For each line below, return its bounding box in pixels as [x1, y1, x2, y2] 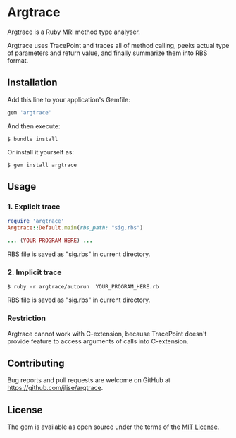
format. [7, 56, 29, 64]
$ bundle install [7, 135, 58, 142]
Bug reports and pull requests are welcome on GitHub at [7, 376, 171, 384]
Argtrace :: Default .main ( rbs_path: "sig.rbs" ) [7, 224, 143, 231]
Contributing [7, 357, 65, 369]
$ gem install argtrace [7, 162, 77, 169]
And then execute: [7, 121, 61, 130]
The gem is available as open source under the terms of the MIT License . [7, 422, 220, 431]
